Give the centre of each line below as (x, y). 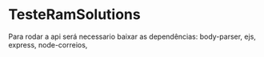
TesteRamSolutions (75, 15)
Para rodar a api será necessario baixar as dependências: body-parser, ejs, (132, 36)
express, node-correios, (48, 44)
